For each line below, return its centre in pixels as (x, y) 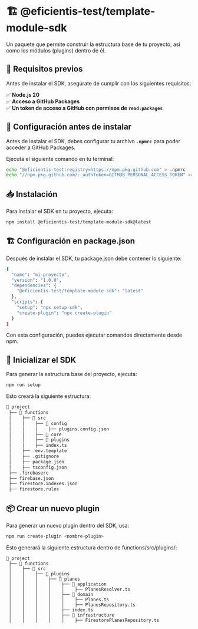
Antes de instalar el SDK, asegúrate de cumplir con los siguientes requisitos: (99, 83)
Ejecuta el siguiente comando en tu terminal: (60, 159)
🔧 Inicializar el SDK (41, 360)
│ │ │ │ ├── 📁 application (58, 584)
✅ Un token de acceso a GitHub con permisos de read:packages (85, 108)
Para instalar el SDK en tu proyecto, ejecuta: (60, 211)
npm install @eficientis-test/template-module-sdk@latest (79, 222)
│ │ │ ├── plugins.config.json (59, 429)
